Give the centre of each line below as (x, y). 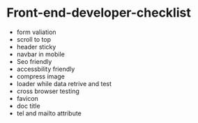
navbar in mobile (41, 54)
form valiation (36, 32)
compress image (41, 76)
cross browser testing (48, 91)
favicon (28, 98)
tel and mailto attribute (49, 113)
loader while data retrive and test (64, 83)
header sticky (36, 47)
